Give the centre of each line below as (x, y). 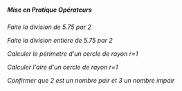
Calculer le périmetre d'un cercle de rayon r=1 (73, 53)
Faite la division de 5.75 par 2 (49, 27)
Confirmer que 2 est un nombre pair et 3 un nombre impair (91, 80)
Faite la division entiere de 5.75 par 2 (60, 40)
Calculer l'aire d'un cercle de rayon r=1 (63, 67)
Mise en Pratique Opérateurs (49, 10)
